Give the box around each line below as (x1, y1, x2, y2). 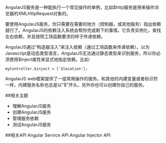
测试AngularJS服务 (12, 122, 51, 128)
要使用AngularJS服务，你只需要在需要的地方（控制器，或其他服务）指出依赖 (5, 21, 162, 27)
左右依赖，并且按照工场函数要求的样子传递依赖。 (5, 34, 105, 39)
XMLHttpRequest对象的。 (18, 10, 71, 16)
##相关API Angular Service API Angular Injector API (5, 132, 111, 138)
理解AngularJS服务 (12, 103, 51, 109)
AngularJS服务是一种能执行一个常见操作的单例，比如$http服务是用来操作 (5, 4, 155, 10)
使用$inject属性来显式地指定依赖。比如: (9, 57, 90, 62)
